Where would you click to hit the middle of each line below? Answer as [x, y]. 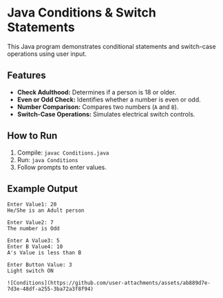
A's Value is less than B [44, 253]
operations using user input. [47, 54]
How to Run [32, 136]
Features [26, 76]
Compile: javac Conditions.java [63, 152]
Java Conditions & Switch [82, 13]
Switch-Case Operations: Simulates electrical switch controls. [106, 114]
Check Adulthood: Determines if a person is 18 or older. [97, 92]
